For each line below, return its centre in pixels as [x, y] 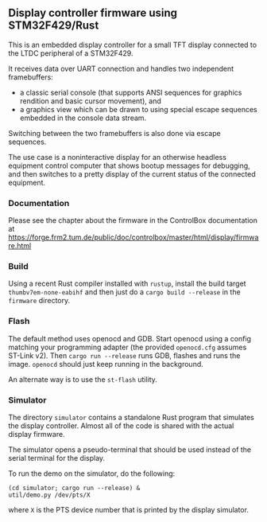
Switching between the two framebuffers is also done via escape [114, 133]
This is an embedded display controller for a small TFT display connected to [132, 45]
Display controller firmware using [93, 13]
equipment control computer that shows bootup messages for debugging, [129, 166]
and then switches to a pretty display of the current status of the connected [132, 173]
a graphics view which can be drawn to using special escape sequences [138, 109]
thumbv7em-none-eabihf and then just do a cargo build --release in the [124, 292]
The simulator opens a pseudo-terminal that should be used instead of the [130, 450]
